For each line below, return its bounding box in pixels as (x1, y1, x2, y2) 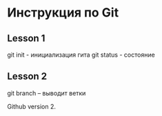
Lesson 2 (7, 70, 48, 82)
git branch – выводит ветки (7, 88, 86, 97)
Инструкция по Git (7, 5, 119, 21)
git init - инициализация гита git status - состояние (7, 50, 155, 59)
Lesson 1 (7, 32, 45, 44)
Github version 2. (7, 102, 57, 110)
